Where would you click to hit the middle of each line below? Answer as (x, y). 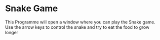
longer (12, 32)
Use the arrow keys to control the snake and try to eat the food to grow (77, 27)
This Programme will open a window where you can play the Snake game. (80, 22)
